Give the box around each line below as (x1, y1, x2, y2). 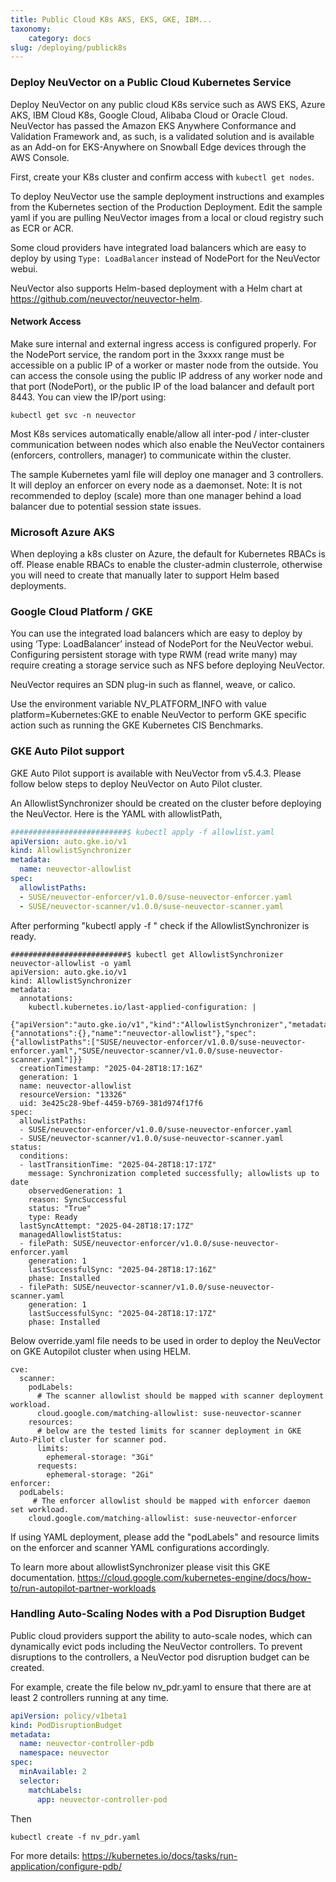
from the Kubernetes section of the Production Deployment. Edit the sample (10, 201, 323, 213)
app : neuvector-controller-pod (36, 1794, 168, 1805)
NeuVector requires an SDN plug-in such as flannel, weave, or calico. (10, 679, 296, 691)
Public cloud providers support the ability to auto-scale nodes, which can (10, 1629, 313, 1641)
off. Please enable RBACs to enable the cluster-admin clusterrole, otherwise (10, 559, 323, 571)
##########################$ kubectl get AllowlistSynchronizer (10, 949, 284, 960)
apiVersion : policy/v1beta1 (10, 1711, 128, 1721)
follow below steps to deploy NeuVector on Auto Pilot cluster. (10, 777, 263, 790)
